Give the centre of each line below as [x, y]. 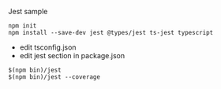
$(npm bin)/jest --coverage [54, 77]
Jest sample [28, 11]
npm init [22, 26]
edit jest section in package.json [72, 56]
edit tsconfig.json [48, 47]
